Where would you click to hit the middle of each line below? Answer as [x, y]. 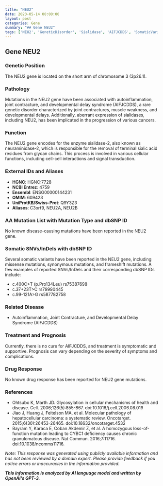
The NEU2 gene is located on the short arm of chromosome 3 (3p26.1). [76, 76]
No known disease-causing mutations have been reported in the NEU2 [76, 231]
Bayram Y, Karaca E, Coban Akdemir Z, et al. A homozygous [72, 429]
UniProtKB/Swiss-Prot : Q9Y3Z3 [45, 203]
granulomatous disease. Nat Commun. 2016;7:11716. [64, 439]
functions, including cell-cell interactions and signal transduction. [70, 159]
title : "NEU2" [19, 9]
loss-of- [141, 429]
